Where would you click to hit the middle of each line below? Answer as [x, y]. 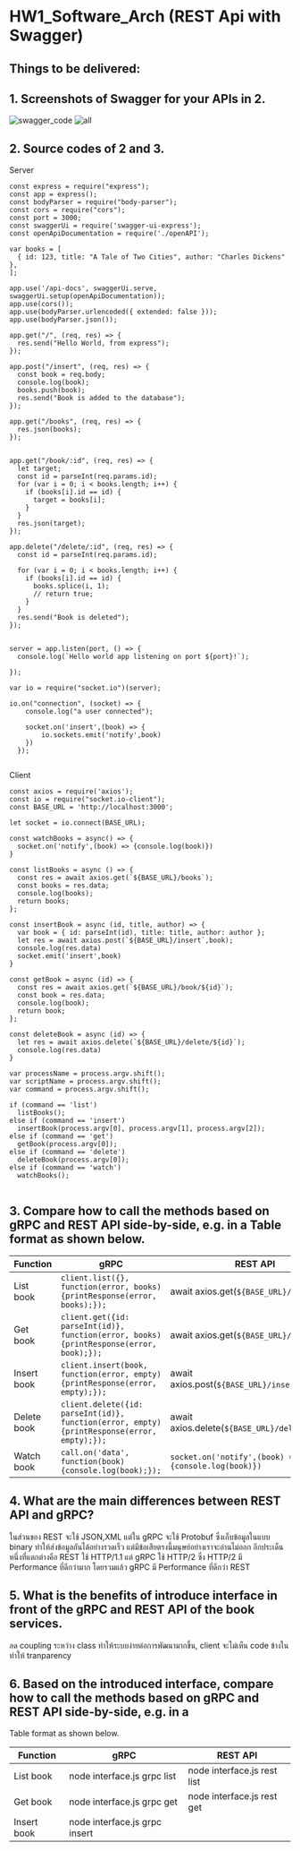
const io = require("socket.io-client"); [87, 800]
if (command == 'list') [54, 1105]
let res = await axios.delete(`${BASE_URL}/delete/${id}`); [131, 1042]
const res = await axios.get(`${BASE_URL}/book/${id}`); [125, 988]
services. [36, 1624]
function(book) [93, 1462]
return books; [43, 902]
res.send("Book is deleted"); [73, 618]
